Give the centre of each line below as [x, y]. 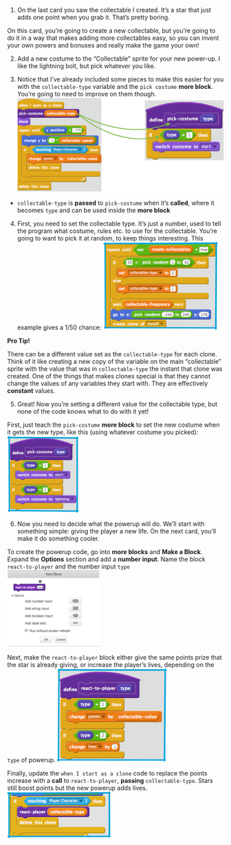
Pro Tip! [19, 340]
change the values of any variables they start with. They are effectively [108, 383]
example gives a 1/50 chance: [59, 327]
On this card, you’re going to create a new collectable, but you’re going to [111, 31]
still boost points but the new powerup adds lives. [77, 788]
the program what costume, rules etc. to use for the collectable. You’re [117, 231]
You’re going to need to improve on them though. [87, 94]
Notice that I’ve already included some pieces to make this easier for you [120, 79]
